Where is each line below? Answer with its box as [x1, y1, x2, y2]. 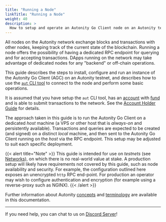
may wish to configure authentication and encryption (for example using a [5, 177, 156, 183]
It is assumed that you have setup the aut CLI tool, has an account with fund [5, 95, 160, 101]
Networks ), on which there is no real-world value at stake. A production [5, 156, 151, 162]
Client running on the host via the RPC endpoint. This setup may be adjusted [5, 136, 161, 142]
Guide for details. [5, 106, 41, 111]
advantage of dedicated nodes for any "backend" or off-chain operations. [5, 60, 156, 66]
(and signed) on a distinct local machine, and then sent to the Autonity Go [5, 131, 156, 137]
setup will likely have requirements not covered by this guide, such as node [5, 161, 158, 167]
